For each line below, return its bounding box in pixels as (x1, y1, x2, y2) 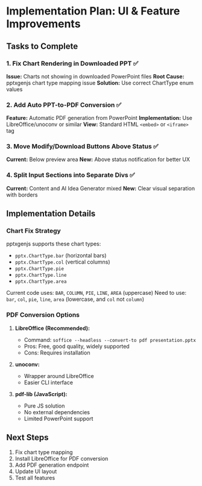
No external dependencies (24, 408, 90, 415)
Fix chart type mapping (14, 448, 74, 456)
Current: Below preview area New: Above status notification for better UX (6, 156, 191, 163)
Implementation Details (6, 209, 96, 219)
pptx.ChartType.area (14, 279, 67, 285)
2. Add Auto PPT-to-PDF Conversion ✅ (6, 101, 122, 109)
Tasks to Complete (6, 41, 78, 51)
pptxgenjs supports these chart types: (6, 240, 101, 248)
